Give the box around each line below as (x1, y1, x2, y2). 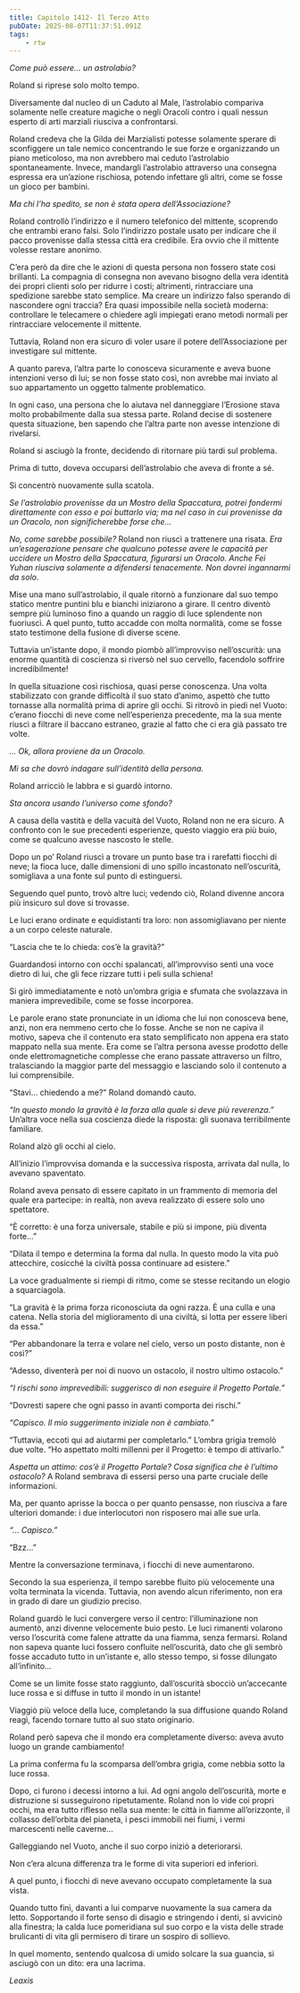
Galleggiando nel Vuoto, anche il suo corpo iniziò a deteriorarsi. (9, 1841, 243, 1852)
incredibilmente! (9, 663, 69, 674)
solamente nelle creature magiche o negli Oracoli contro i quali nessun (9, 107, 269, 117)
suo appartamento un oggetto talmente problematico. (9, 382, 206, 393)
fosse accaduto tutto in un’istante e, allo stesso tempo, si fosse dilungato (9, 1651, 278, 1662)
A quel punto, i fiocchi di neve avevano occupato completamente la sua (9, 1876, 272, 1886)
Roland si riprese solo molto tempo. (9, 80, 140, 90)
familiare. (9, 1124, 44, 1134)
